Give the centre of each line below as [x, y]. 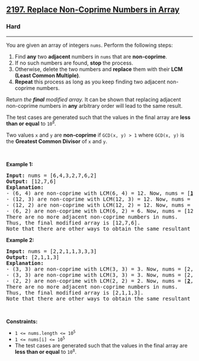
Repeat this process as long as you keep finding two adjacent [90, 82]
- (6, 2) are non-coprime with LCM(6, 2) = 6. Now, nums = [94, 211]
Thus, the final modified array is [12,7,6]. [73, 223]
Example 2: [20, 240]
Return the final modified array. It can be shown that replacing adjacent [94, 99]
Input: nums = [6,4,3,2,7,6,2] [52, 175]
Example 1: [20, 164]
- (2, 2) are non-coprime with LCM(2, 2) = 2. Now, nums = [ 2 [98, 281]
